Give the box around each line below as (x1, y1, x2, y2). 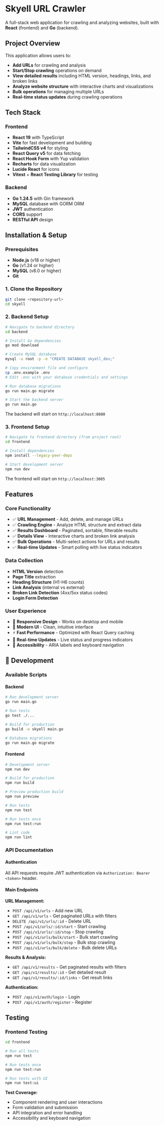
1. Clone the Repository (5, 285, 62, 292)
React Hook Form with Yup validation (12, 155, 89, 162)
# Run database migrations (5, 384, 61, 389)
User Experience (5, 607, 46, 614)
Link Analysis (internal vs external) (12, 584, 85, 590)
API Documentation (5, 846, 54, 853)
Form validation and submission (12, 1105, 78, 1111)
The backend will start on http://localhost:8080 (5, 411, 106, 417)
